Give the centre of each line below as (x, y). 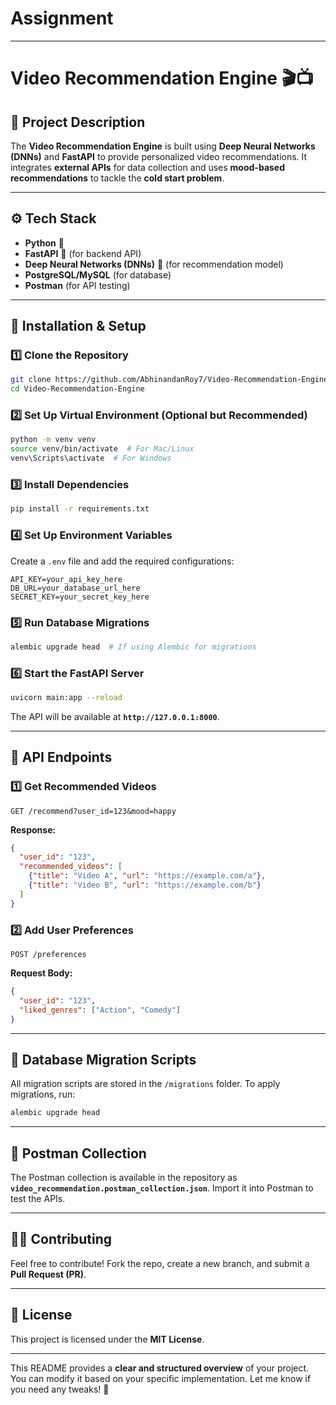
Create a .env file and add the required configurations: (122, 561)
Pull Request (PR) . (48, 1274)
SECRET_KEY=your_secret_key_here (80, 597)
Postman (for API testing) (77, 285)
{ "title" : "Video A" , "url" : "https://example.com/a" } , (147, 876)
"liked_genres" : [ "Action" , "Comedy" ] (100, 1010)
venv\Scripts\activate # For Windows (91, 458)
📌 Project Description (78, 122)
